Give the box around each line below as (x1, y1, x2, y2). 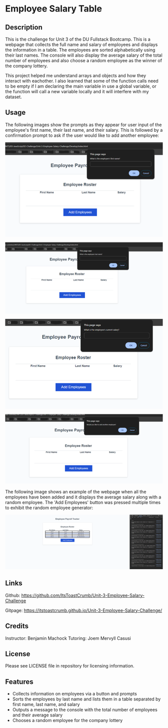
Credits (5, 622, 29, 630)
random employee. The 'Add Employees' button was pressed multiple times (5, 499, 161, 505)
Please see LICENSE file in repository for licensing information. (5, 663, 134, 669)
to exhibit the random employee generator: (5, 505, 93, 511)
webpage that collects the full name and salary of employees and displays (5, 42, 158, 48)
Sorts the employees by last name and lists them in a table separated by (12, 696, 161, 702)
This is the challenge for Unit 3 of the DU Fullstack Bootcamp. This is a (5, 36, 151, 42)
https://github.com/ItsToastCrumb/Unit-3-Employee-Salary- (21, 592, 145, 598)
